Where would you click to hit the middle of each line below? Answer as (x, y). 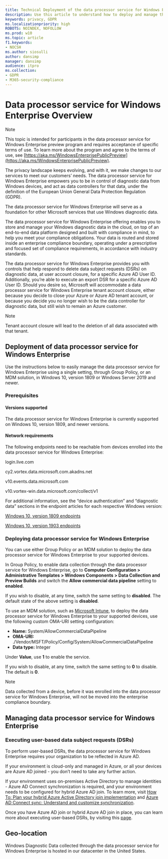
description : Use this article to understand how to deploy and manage (81, 15)
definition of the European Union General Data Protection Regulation (75, 191)
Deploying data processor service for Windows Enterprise (77, 539)
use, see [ (15, 155)
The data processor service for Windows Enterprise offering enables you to (83, 222)
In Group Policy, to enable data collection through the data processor (76, 565)
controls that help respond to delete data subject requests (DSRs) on (76, 269)
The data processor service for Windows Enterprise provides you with (77, 263)
